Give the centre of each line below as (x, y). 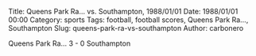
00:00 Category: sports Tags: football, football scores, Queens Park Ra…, (128, 20)
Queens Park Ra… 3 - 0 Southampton (70, 43)
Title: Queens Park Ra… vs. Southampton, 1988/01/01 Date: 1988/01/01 (123, 11)
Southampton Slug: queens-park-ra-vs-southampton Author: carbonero (126, 28)
